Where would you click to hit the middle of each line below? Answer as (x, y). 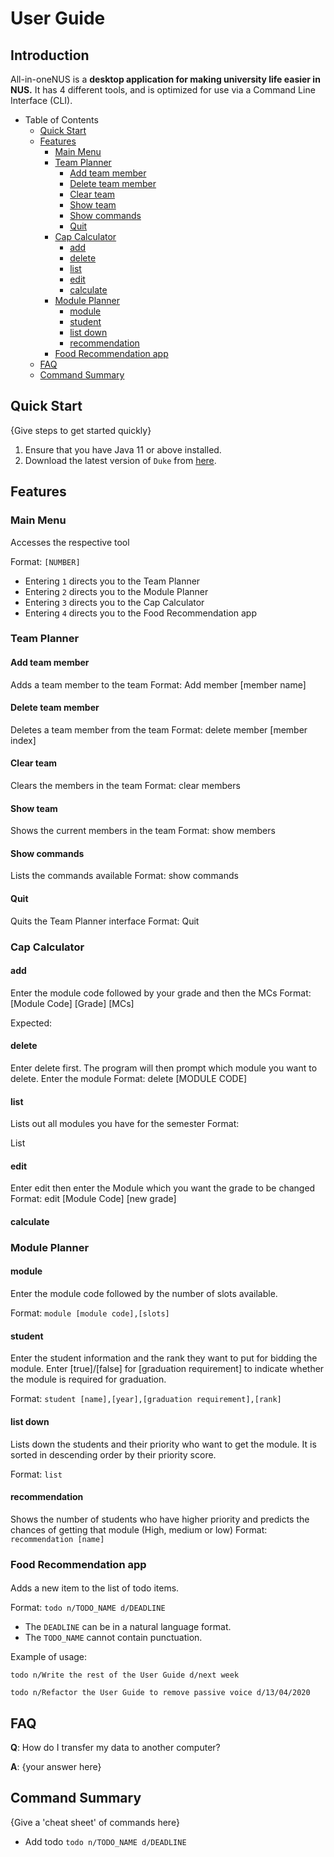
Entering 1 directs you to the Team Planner (112, 581)
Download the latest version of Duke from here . (120, 460)
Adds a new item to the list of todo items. (95, 1588)
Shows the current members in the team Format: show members (143, 831)
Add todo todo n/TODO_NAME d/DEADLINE (105, 1841)
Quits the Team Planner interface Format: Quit (105, 921)
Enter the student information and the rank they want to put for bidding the (164, 1358)
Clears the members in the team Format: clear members (125, 786)
